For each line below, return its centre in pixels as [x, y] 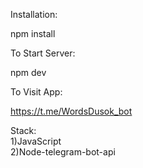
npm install [33, 33]
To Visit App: [36, 92]
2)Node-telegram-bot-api [63, 152]
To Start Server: [43, 53]
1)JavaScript [36, 141]
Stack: [23, 130]
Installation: [34, 14]
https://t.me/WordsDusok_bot [71, 111]
